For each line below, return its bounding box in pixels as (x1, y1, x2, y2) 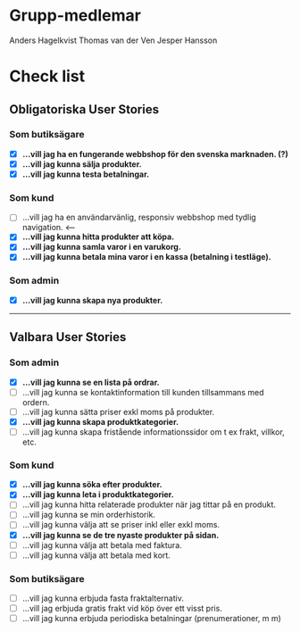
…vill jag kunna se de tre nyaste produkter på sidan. (21, 529, 220, 540)
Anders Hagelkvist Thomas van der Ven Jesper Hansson (9, 35, 218, 46)
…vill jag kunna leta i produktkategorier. (21, 489, 174, 500)
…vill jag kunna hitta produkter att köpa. (21, 231, 175, 242)
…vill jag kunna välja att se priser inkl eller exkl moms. (21, 520, 221, 530)
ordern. (21, 396, 50, 407)
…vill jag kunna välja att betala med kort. (21, 550, 171, 561)
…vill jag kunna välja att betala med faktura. (21, 539, 183, 550)
